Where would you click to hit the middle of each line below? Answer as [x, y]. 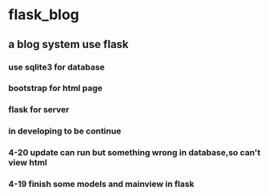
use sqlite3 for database [57, 67]
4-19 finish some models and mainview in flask [101, 184]
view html [28, 163]
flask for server [39, 109]
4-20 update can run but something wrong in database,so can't [134, 153]
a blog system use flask [69, 44]
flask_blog [44, 15]
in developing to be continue [65, 131]
